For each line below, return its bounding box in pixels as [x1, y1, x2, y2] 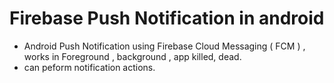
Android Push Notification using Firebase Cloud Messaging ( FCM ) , [23, 40, 306, 52]
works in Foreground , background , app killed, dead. [23, 50, 242, 62]
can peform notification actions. [23, 61, 156, 73]
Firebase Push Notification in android [9, 7, 325, 30]
